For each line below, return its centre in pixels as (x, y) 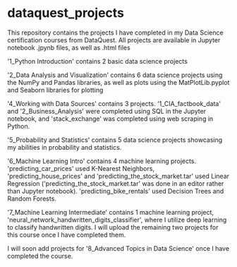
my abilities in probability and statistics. (65, 147)
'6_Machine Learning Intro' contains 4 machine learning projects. (102, 161)
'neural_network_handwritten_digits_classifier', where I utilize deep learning (117, 220)
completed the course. (40, 256)
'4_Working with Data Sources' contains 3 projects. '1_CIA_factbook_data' (114, 103)
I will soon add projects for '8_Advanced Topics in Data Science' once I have (119, 248)
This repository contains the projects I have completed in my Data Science (115, 32)
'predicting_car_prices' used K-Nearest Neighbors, (81, 168)
